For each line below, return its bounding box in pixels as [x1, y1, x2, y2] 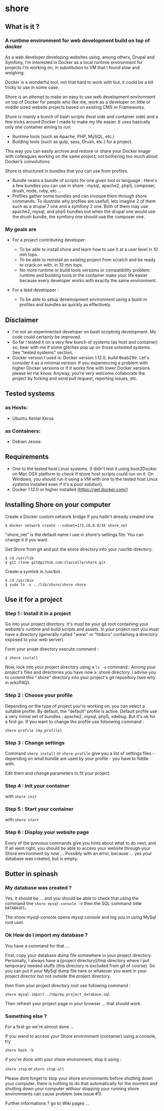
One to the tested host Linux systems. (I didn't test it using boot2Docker [12, 466, 157, 472]
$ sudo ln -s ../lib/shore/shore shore [5, 582, 86, 587]
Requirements [5, 453, 49, 461]
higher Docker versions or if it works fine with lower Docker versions [12, 365, 150, 371]
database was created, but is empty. [5, 855, 79, 862]
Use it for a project [5, 595, 62, 603]
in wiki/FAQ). [5, 679, 31, 686]
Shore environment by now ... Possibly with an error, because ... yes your [5, 850, 152, 856]
